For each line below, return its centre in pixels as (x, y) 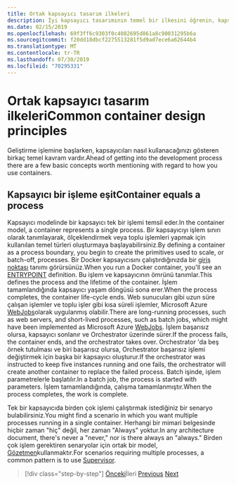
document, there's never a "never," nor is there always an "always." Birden (115, 438)
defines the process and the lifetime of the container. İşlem (92, 283)
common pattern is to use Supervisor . (62, 460)
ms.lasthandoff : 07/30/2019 (48, 60)
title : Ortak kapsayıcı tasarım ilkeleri (69, 14)
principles (37, 130)
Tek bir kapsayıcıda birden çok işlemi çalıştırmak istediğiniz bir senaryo (110, 408)
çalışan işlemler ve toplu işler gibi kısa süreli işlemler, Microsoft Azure (107, 305)
